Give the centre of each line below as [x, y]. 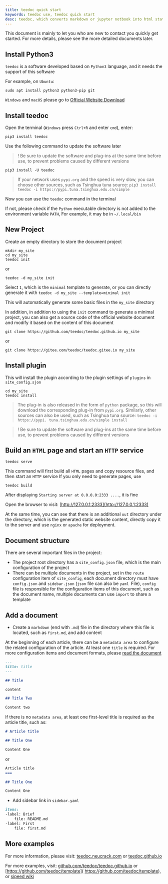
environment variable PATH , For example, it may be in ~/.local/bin [73, 214]
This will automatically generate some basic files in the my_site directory [80, 302]
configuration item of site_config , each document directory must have [85, 578]
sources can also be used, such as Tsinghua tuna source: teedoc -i [87, 415]
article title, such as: [26, 722]
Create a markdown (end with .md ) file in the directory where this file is [83, 627]
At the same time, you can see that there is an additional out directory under [83, 514]
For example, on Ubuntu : [30, 81]
